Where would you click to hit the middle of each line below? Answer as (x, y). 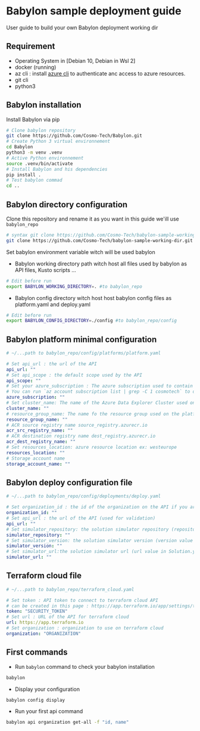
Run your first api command (49, 711)
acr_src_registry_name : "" (40, 431)
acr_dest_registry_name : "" (41, 442)
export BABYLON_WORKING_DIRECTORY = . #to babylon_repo (74, 286)
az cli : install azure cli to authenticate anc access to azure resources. (100, 74)
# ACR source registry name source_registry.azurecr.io (77, 425)
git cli (21, 79)
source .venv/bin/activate (40, 163)
